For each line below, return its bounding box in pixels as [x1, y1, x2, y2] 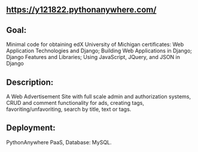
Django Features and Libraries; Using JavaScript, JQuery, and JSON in [6, 54, 181, 61]
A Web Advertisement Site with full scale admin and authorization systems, [6, 93, 191, 100]
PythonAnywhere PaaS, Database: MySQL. [6, 138, 112, 145]
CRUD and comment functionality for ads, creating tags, [6, 100, 145, 107]
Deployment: [6, 123, 56, 133]
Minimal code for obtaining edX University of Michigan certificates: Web [6, 41, 184, 48]
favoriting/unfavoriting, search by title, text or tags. [6, 106, 132, 113]
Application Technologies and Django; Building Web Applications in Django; [6, 47, 193, 54]
